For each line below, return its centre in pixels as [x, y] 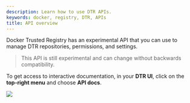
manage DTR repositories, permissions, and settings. [72, 46]
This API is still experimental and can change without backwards [101, 58]
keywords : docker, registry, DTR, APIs [56, 17]
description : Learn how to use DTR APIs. [59, 12]
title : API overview [32, 23]
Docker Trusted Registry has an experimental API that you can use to [92, 40]
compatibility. [38, 64]
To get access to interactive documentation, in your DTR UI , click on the [95, 76]
